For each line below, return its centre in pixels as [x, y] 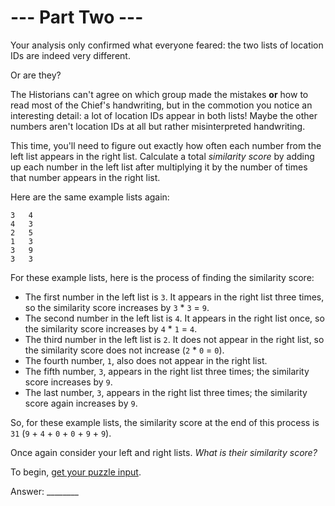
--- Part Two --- [77, 17]
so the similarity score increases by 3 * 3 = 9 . [117, 307]
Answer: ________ [45, 491]
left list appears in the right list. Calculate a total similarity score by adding [162, 156]
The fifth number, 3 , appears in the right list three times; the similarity [167, 371]
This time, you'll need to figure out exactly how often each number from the [166, 145]
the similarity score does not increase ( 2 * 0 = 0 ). [124, 350]
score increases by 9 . [68, 382]
